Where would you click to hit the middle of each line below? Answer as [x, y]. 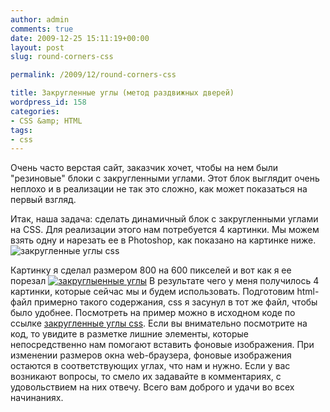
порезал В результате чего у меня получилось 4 [165, 281]
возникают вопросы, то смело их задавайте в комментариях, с [146, 377]
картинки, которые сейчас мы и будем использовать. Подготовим [152, 292]
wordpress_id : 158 [48, 102]
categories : [35, 111]
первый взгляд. [43, 200]
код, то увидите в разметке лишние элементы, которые [129, 334]
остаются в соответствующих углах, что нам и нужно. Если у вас [150, 366]
